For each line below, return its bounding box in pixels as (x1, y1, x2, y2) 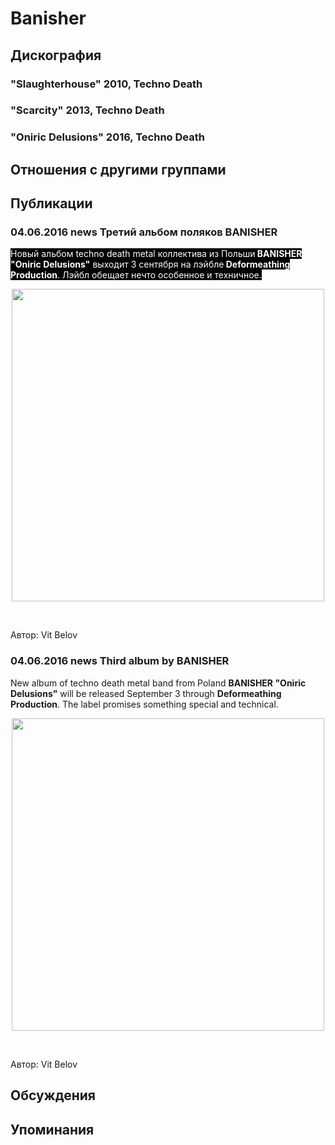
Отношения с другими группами (10, 161, 227, 178)
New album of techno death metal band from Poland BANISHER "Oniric (10, 677, 307, 689)
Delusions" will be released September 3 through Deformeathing (10, 687, 282, 699)
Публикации (10, 195, 93, 212)
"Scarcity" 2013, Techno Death (10, 103, 165, 117)
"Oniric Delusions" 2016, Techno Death (10, 130, 205, 144)
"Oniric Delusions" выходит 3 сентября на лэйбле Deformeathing (10, 258, 291, 271)
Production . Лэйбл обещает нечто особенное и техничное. (10, 269, 262, 281)
